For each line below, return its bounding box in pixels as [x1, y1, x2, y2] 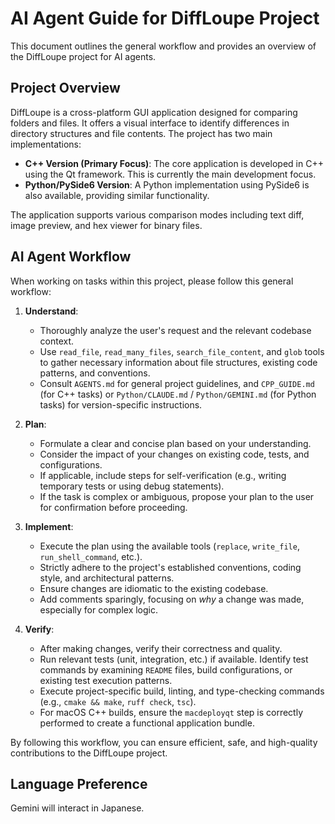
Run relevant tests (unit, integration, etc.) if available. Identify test [39, 653, 309, 665]
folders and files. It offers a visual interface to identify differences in [10, 117, 290, 129]
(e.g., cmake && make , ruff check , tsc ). [39, 695, 197, 707]
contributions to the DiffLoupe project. [10, 747, 168, 759]
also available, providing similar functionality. [24, 189, 210, 201]
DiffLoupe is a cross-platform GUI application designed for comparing [10, 106, 298, 118]
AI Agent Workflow [10, 248, 132, 266]
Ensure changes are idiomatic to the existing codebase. [39, 582, 269, 594]
